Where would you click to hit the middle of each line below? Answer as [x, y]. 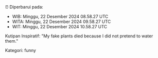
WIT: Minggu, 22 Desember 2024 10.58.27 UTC [60, 27]
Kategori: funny [21, 50]
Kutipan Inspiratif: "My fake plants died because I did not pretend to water [79, 36]
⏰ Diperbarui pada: [24, 7]
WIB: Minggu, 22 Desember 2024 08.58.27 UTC [60, 17]
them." [12, 41]
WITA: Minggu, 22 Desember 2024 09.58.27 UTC [61, 22]
